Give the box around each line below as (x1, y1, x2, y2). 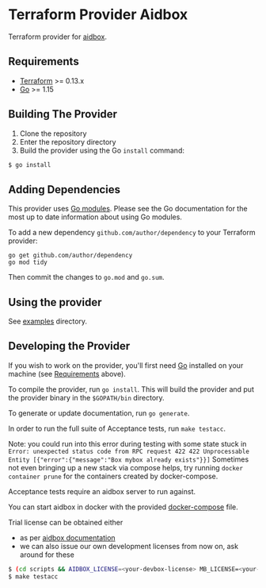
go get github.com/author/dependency (8, 252, 133, 260)
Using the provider (8, 296, 102, 309)
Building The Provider (8, 107, 117, 121)
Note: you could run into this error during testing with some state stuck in (8, 439, 247, 448)
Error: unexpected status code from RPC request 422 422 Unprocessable (8, 447, 249, 455)
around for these (19, 550, 75, 559)
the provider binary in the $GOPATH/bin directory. (8, 393, 165, 402)
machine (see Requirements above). (8, 369, 127, 378)
